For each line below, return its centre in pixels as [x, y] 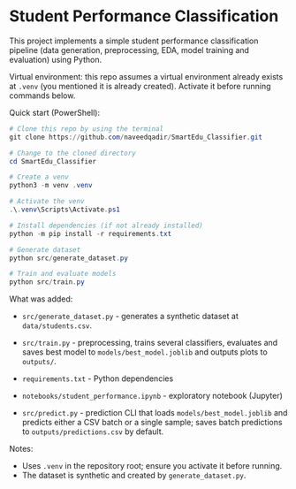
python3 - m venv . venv [51, 186]
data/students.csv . [57, 325]
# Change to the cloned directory [73, 153]
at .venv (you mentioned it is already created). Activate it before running [140, 86]
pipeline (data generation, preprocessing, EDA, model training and [129, 50]
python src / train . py [47, 282]
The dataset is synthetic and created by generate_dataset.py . [134, 476]
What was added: [41, 299]
